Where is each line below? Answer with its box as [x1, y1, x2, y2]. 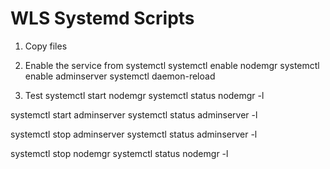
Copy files [24, 40, 68, 52]
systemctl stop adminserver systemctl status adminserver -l [10, 128, 258, 140]
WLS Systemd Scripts [10, 7, 195, 30]
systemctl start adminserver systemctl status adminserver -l [10, 108, 258, 121]
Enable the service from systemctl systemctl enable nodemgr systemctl [24, 59, 320, 71]
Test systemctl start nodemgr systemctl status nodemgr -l [24, 89, 265, 101]
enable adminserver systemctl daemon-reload [24, 70, 216, 82]
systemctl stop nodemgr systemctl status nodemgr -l [10, 147, 229, 159]
